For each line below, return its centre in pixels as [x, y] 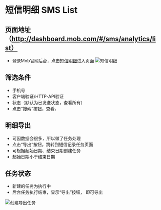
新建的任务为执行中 [31, 186]
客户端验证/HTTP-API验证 [38, 96]
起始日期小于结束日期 [33, 157]
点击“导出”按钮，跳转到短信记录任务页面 [53, 144]
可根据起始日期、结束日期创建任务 [46, 150]
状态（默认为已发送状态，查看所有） [49, 102]
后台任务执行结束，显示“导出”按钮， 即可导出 [58, 192]
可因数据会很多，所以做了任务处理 [46, 138]
